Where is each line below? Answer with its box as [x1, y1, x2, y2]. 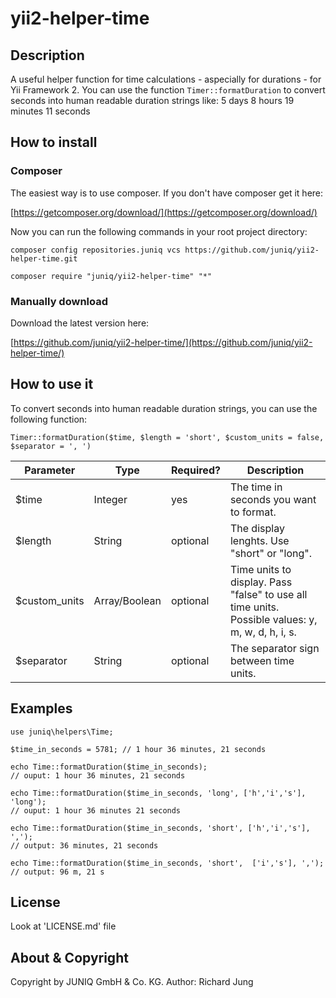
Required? [171, 463, 221, 477]
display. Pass [229, 575, 293, 589]
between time [229, 653, 295, 667]
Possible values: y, [229, 612, 318, 626]
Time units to [229, 562, 292, 576]
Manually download [10, 294, 109, 308]
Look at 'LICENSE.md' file [10, 920, 117, 932]
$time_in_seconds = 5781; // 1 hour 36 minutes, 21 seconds [10, 744, 267, 754]
